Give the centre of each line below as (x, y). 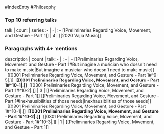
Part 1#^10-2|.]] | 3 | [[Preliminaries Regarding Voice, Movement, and (74, 90)
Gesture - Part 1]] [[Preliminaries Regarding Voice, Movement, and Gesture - (82, 96)
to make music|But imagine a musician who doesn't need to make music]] (80, 69)
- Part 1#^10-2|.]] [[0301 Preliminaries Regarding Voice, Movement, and (79, 116)
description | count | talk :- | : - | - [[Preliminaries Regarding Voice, (72, 59)
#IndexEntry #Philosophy (31, 7)
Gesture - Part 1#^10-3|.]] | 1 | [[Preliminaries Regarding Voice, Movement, (80, 122)
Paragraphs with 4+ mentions (41, 49)
